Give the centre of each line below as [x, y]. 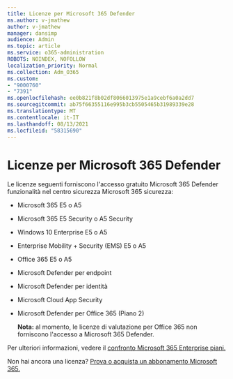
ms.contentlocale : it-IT [43, 117]
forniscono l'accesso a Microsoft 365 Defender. [86, 334]
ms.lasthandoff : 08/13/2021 [48, 124]
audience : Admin [31, 40]
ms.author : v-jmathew [39, 20]
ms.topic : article [34, 46]
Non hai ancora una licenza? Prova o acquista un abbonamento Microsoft [112, 362]
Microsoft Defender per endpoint [64, 273]
